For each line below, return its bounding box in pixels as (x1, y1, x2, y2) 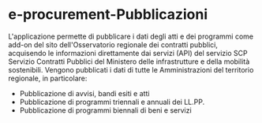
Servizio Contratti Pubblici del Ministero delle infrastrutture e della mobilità (8, 57, 250, 66)
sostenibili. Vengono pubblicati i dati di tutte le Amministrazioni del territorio (8, 65, 254, 74)
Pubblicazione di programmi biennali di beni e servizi (19, 105, 192, 115)
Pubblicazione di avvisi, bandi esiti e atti (19, 88, 150, 98)
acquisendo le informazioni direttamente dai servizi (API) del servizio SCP (8, 48, 248, 58)
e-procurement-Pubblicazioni (8, 6, 208, 24)
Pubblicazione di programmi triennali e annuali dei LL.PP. (19, 97, 205, 106)
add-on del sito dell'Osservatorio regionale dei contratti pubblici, (8, 39, 219, 49)
